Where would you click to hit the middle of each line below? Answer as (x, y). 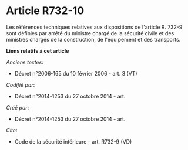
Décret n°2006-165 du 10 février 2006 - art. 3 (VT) (76, 73)
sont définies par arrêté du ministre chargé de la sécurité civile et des (90, 33)
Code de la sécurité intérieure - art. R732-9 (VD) (73, 141)
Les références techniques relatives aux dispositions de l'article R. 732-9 (94, 27)
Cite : (12, 130)
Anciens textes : (25, 62)
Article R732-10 (45, 11)
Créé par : (18, 107)
